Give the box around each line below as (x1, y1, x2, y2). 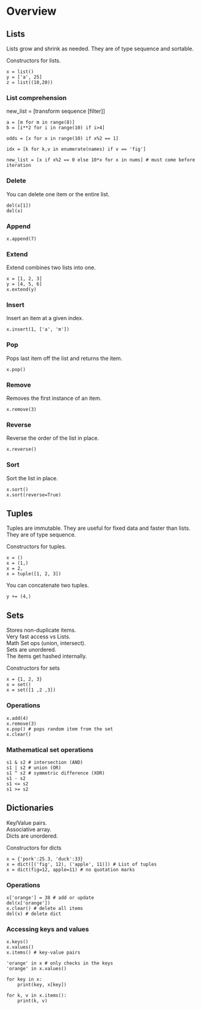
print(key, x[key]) (17, 982, 67, 988)
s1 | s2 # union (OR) (6, 765, 62, 771)
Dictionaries (6, 803, 54, 813)
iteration (6, 163, 32, 169)
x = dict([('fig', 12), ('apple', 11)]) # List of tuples (6, 861, 157, 867)
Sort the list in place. (6, 474, 58, 482)
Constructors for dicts (6, 844, 62, 851)
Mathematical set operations (6, 745, 93, 754)
